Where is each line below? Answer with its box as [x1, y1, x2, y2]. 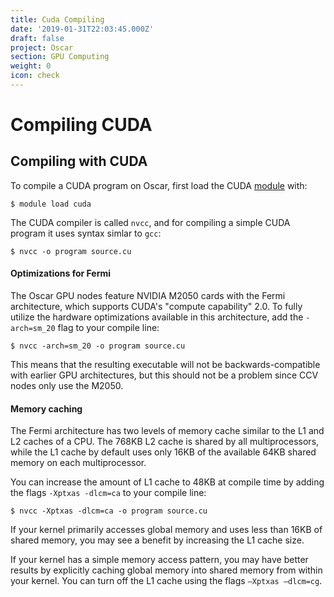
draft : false [10, 33, 65, 43]
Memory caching [10, 402, 83, 415]
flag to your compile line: [57, 322, 160, 334]
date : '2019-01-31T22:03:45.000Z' [10, 24, 155, 34]
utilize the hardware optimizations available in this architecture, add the [10, 311, 304, 323]
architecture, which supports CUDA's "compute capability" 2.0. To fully [10, 301, 303, 313]
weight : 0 [10, 61, 52, 71]
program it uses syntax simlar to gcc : [10, 227, 162, 239]
